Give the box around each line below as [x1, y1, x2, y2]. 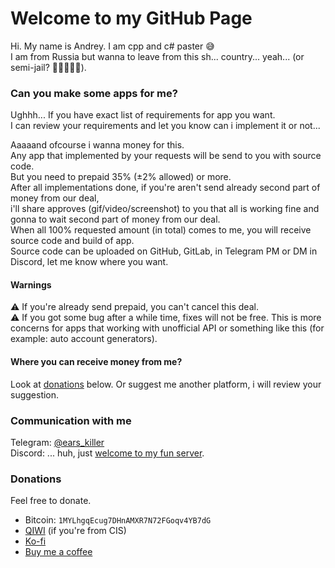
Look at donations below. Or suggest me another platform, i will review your [10, 378, 322, 390]
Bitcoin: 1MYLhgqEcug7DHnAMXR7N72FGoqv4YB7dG [24, 514, 212, 526]
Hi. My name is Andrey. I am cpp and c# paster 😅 [10, 40, 215, 52]
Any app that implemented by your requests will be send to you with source [10, 150, 322, 162]
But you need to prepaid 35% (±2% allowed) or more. [10, 171, 232, 183]
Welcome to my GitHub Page [10, 7, 253, 30]
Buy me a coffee [24, 546, 93, 558]
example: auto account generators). [10, 333, 158, 345]
